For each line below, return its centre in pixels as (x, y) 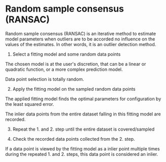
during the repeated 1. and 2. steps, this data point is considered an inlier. (82, 154)
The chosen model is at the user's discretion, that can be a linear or (76, 64)
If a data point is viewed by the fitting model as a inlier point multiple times (83, 149)
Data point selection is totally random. (45, 79)
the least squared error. (30, 104)
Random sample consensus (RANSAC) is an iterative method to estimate (80, 33)
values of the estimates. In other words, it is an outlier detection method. (81, 44)
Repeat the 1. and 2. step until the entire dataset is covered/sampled (84, 129)
